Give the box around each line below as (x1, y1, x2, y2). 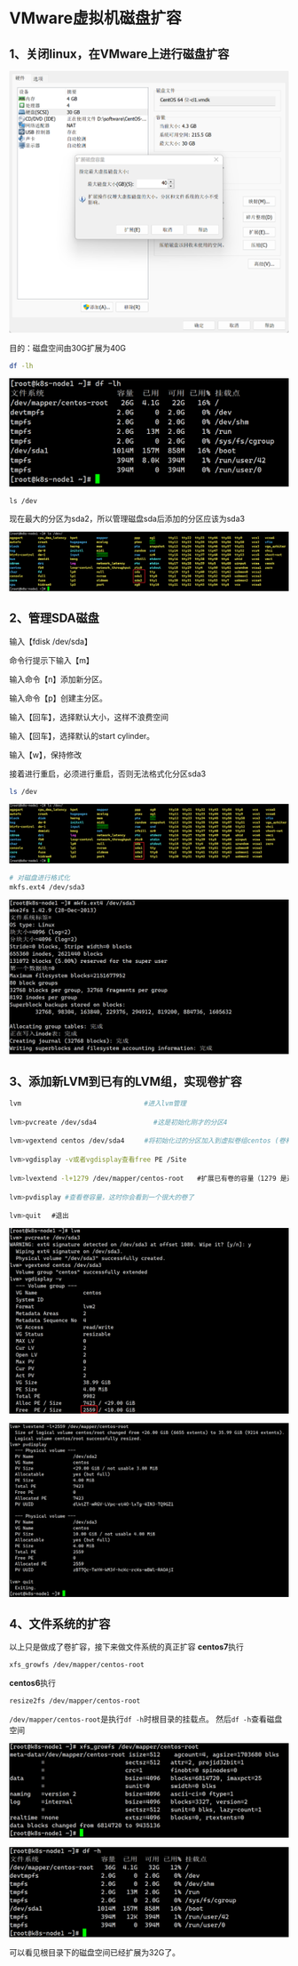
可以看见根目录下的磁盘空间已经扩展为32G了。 (9, 1947, 180, 1958)
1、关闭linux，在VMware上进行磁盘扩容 (9, 46, 230, 61)
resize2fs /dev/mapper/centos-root (9, 1697, 141, 1705)
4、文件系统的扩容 (9, 1616, 111, 1632)
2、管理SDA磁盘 (9, 611, 99, 626)
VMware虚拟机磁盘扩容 (9, 8, 182, 28)
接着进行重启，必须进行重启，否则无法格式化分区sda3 (9, 768, 207, 779)
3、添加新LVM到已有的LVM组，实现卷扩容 (9, 1073, 242, 1089)
